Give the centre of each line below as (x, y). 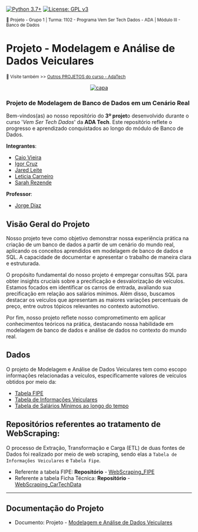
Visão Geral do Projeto (48, 224)
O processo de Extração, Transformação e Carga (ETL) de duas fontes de (96, 448)
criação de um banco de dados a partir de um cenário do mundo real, (90, 244)
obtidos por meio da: (32, 381)
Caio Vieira (28, 158)
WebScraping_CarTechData (48, 484)
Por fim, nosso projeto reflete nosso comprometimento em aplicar (86, 318)
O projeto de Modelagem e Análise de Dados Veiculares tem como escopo (96, 369)
